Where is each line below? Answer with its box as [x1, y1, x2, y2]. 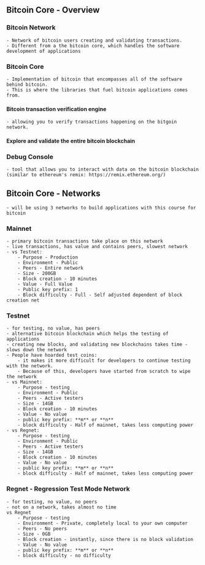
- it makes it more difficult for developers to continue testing [17, 357, 191, 364]
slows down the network [6, 347, 68, 353]
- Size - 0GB [17, 531, 51, 537]
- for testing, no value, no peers [6, 499, 98, 505]
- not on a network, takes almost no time [6, 504, 117, 510]
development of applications [6, 48, 81, 54]
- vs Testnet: [6, 249, 43, 255]
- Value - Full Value [17, 281, 72, 287]
